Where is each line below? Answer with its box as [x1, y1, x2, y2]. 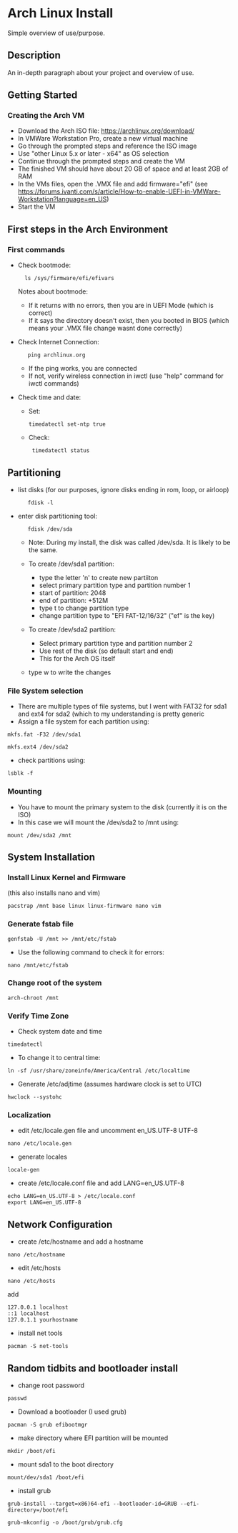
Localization [7, 1110, 51, 1120]
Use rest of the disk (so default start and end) [39, 646, 174, 655]
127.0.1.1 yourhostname [7, 1317, 79, 1324]
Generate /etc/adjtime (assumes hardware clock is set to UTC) [17, 1080, 202, 1089]
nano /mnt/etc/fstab [7, 962, 69, 969]
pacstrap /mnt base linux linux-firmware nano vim [7, 902, 162, 910]
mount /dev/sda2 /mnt [7, 832, 72, 839]
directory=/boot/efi [7, 1507, 69, 1514]
